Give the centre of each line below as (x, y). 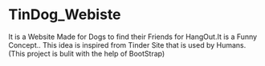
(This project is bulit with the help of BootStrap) (87, 53)
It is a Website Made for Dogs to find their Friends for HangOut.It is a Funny (133, 37)
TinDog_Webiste (65, 15)
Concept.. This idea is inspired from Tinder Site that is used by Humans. (127, 45)
